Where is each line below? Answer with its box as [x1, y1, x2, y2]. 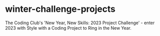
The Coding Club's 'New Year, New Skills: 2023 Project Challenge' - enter [5, 20, 155, 26]
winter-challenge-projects [5, 3, 116, 15]
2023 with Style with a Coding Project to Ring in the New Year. [5, 25, 132, 31]
